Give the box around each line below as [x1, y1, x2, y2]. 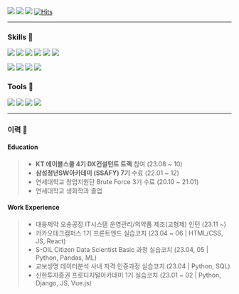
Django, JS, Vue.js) [35, 278, 92, 287]
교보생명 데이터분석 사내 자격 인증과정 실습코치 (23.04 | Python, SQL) [35, 261, 230, 270]
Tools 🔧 [7, 82, 33, 92]
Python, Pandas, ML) [35, 253, 97, 262]
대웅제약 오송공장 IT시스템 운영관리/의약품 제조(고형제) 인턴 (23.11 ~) [35, 220, 226, 228]
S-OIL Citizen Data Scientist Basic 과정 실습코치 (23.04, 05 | [35, 245, 208, 253]
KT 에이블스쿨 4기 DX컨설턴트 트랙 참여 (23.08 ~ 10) [35, 159, 183, 168]
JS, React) [35, 236, 66, 245]
